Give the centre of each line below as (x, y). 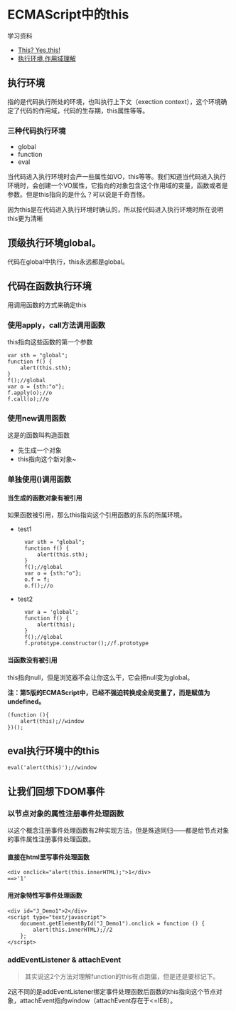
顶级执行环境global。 (54, 243)
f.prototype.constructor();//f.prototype (87, 643)
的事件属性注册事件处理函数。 (51, 839)
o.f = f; (37, 580)
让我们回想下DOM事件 (56, 791)
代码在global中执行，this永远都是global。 (68, 262)
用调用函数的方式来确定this (47, 304)
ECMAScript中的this (68, 15)
